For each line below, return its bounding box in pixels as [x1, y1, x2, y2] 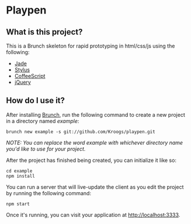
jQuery [14, 79, 31, 86]
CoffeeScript [14, 73, 46, 79]
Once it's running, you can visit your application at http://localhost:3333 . [6, 211, 180, 218]
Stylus [14, 66, 30, 73]
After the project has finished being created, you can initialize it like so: [6, 157, 177, 164]
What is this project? [6, 27, 83, 37]
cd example [6, 168, 33, 174]
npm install [6, 173, 35, 179]
